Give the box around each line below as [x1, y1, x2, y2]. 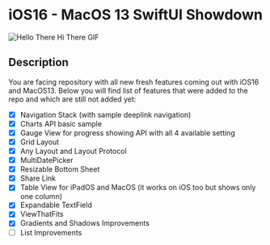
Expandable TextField [19, 200, 93, 210]
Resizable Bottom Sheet [19, 164, 100, 174]
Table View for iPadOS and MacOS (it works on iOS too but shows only [19, 183, 256, 193]
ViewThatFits [19, 210, 64, 219]
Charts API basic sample [19, 118, 103, 128]
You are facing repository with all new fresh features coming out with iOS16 [8, 77, 259, 86]
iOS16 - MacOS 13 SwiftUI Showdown [8, 6, 263, 24]
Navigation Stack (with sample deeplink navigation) [19, 110, 192, 119]
